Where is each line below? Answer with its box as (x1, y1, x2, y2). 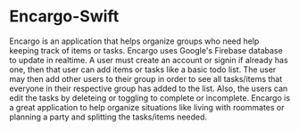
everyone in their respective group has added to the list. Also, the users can (9, 83, 288, 94)
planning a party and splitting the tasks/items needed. (9, 111, 208, 122)
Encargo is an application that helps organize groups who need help (9, 36, 260, 46)
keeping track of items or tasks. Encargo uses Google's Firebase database (9, 45, 283, 55)
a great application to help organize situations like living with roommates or (9, 102, 285, 112)
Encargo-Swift (9, 6, 120, 27)
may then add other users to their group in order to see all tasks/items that (9, 73, 283, 84)
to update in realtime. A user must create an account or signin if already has (9, 54, 288, 65)
